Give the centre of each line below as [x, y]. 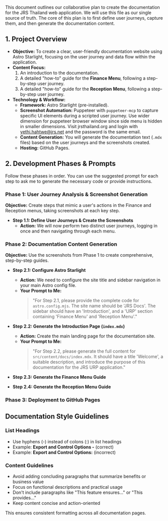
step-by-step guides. [27, 260]
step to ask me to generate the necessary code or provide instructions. [79, 181]
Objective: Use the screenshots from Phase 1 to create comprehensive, [79, 255]
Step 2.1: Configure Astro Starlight [49, 270]
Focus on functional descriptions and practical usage [68, 487]
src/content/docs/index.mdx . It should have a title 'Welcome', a [98, 357]
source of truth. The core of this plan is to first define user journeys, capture [84, 18]
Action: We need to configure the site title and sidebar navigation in [90, 280]
